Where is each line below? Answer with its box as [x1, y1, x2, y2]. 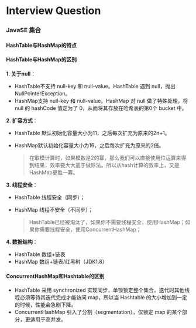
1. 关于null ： [6, 70, 36, 77]
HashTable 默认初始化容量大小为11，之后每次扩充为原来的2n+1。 [14, 129, 170, 136]
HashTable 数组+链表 [14, 250, 66, 258]
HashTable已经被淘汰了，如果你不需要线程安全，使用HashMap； [29, 218, 185, 226]
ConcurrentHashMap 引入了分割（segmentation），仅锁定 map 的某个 [14, 309, 183, 316]
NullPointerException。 [14, 89, 71, 97]
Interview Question [6, 4, 101, 18]
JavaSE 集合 [6, 26, 42, 34]
